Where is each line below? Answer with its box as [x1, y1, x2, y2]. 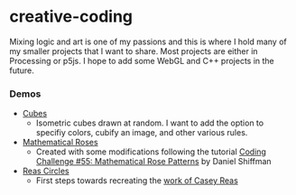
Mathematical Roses [22, 137, 98, 148]
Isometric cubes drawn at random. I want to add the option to [35, 117, 264, 128]
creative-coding [9, 6, 134, 27]
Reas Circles [22, 165, 69, 177]
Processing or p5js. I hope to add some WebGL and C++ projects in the [9, 55, 275, 66]
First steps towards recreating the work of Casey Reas [35, 175, 239, 186]
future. [9, 65, 34, 76]
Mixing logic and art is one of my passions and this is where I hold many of [9, 36, 287, 47]
